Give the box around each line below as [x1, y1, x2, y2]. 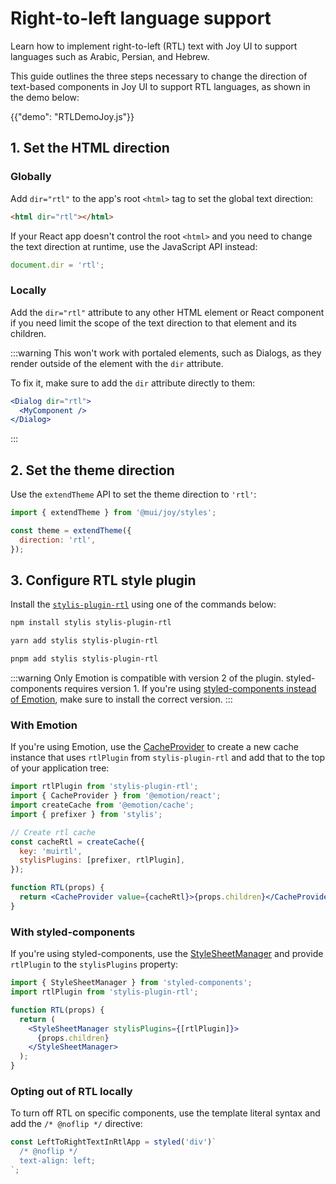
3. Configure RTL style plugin [10, 572, 197, 589]
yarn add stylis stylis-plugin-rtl [10, 636, 159, 646]
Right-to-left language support [10, 7, 272, 30]
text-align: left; [19, 1156, 97, 1166]
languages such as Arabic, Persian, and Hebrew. [10, 50, 210, 62]
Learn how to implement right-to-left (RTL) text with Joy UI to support [10, 40, 298, 52]
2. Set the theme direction [10, 462, 175, 479]
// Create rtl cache [10, 827, 97, 837]
